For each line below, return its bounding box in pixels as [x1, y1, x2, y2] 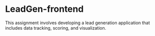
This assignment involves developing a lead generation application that [5, 20, 150, 26]
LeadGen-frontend [5, 3, 84, 15]
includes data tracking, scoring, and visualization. [5, 25, 106, 31]
